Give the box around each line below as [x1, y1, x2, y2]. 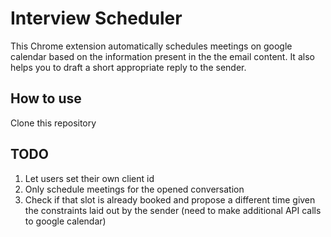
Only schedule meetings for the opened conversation [24, 183, 245, 195]
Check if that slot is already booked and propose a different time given [24, 193, 316, 206]
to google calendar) [24, 215, 107, 227]
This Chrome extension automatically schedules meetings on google [10, 40, 293, 52]
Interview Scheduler [10, 7, 183, 30]
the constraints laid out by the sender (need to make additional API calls [24, 204, 322, 216]
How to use [10, 90, 82, 107]
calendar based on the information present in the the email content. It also [10, 50, 315, 62]
